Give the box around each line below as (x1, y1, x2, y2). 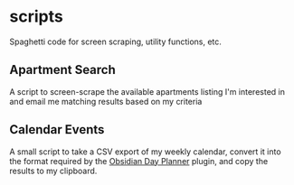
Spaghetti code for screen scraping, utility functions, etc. (9, 36, 222, 47)
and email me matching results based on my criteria (9, 96, 203, 106)
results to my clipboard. (9, 165, 98, 176)
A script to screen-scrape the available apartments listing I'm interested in (9, 86, 285, 97)
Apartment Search (9, 62, 116, 78)
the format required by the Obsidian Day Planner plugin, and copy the (9, 155, 269, 166)
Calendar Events (9, 122, 105, 137)
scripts (9, 6, 63, 27)
